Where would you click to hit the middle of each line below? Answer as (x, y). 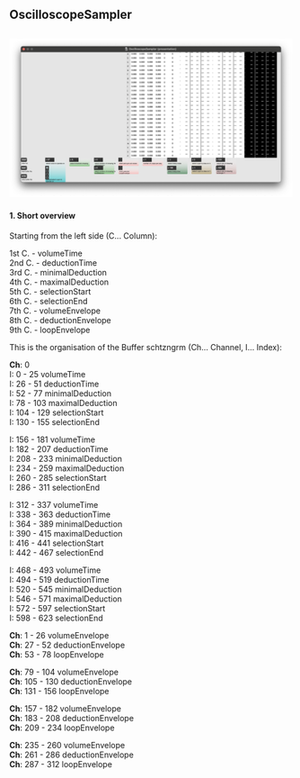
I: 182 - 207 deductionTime (59, 449)
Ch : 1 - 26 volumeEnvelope (59, 635)
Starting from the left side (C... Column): (84, 236)
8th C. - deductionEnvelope (61, 320)
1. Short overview (43, 216)
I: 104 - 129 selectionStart (57, 412)
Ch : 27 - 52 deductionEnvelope (67, 645)
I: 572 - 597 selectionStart (57, 608)
